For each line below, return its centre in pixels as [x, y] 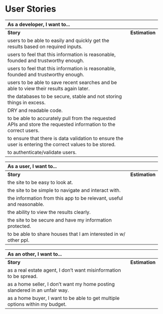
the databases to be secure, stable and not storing [65, 96]
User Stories [31, 9]
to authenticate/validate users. [42, 152]
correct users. [24, 130]
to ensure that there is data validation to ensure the [65, 138]
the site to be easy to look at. [40, 182]
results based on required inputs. [45, 46]
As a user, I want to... [32, 166]
